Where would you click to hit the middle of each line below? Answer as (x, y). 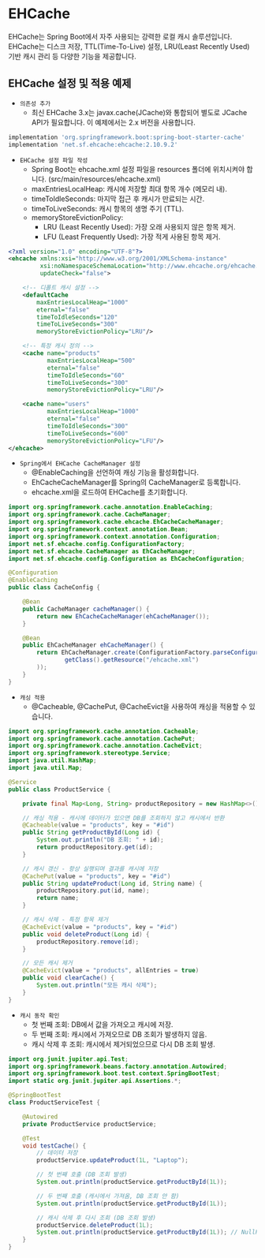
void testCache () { (54, 1146)
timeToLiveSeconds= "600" (88, 433)
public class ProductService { (60, 790)
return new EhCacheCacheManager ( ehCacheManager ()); (123, 616)
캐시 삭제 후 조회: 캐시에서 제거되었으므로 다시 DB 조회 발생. (123, 1044)
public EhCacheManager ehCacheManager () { (93, 645)
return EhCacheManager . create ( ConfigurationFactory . (125, 653)
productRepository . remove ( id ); (88, 942)
